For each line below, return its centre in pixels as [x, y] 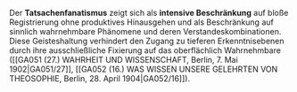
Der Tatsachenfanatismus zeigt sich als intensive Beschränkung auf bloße [149, 13]
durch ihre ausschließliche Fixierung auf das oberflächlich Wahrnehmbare [145, 50]
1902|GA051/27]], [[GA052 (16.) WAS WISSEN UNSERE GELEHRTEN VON [144, 69]
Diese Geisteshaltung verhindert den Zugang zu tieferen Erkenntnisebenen [147, 41]
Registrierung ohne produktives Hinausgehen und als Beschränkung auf [141, 22]
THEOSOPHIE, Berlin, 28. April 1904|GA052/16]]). [99, 78]
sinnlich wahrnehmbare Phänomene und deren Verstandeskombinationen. [145, 31]
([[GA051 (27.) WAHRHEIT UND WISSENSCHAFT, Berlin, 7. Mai [124, 60]
